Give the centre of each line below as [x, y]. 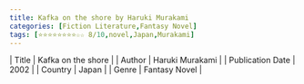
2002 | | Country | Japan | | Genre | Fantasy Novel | [106, 70]
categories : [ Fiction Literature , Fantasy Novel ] [103, 26]
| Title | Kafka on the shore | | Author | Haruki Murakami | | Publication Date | [152, 61]
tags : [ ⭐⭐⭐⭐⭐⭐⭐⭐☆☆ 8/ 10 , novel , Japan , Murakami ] [102, 34]
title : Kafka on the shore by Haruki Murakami [99, 18]
